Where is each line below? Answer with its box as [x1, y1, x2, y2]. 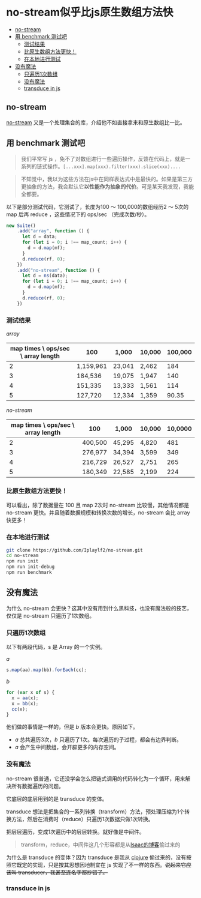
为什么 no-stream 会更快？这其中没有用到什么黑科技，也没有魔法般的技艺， [6, 604, 193, 612]
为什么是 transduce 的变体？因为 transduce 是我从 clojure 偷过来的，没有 [6, 854, 187, 861]
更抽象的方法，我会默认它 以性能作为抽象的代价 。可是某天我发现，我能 [20, 182, 194, 190]
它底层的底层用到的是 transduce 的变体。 [6, 795, 108, 802]
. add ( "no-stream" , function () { [17, 267, 100, 273]
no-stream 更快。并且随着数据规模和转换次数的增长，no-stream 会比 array [6, 509, 190, 516]
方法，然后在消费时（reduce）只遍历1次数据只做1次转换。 [11, 815, 154, 822]
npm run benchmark [6, 570, 52, 576]
